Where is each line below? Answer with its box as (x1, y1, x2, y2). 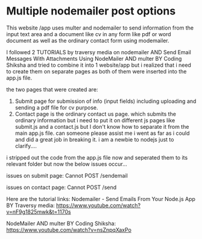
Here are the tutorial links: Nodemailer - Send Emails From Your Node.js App (6, 195, 196, 202)
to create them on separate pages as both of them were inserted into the (6, 67, 187, 75)
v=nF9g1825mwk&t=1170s (6, 208, 71, 215)
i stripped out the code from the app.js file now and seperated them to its (6, 154, 188, 161)
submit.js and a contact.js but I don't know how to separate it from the (14, 123, 189, 130)
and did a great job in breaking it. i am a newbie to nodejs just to (14, 135, 174, 143)
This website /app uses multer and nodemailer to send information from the (6, 24, 194, 31)
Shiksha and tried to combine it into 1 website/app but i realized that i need (6, 61, 192, 69)
